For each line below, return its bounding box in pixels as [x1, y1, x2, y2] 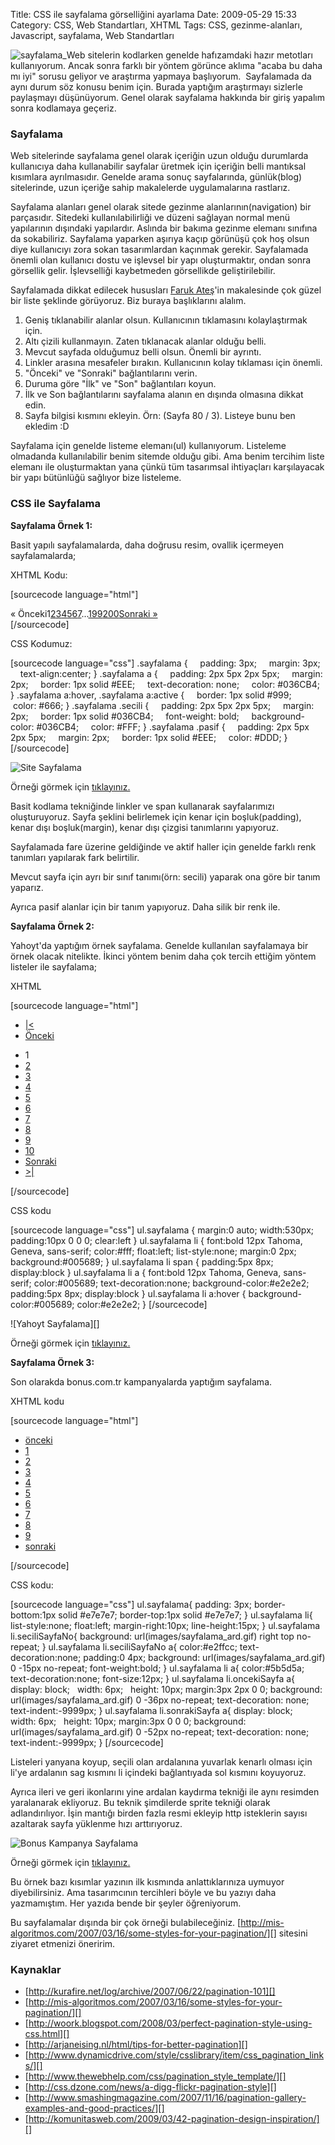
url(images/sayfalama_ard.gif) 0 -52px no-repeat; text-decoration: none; [10, 1725, 310, 1738]
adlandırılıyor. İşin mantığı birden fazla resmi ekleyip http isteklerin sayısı [10, 1807, 308, 1819]
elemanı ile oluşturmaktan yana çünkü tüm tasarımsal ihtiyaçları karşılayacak [10, 461, 325, 473]
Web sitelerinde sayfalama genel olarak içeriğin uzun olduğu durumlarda [10, 150, 309, 162]
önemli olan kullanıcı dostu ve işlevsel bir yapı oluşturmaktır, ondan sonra [10, 254, 312, 266]
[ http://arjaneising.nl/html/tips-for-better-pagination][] [24, 2038, 248, 2050]
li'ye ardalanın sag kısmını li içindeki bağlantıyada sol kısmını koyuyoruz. [10, 1766, 307, 1778]
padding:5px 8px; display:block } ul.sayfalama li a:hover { [10, 1287, 247, 1299]
